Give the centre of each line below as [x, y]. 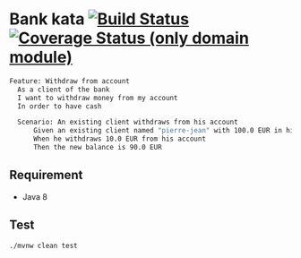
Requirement [46, 175]
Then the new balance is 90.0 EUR [98, 148]
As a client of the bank [64, 90]
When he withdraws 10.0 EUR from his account [119, 139]
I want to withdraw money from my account [98, 98]
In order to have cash [60, 106]
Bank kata [47, 19]
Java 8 [34, 196]
